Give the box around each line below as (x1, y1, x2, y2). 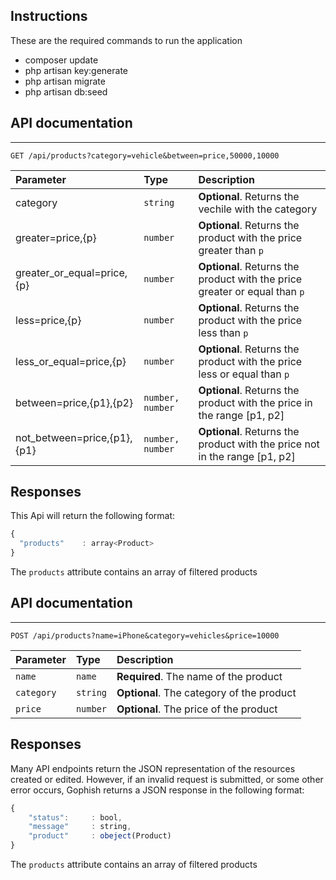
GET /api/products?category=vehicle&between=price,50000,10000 (10, 150, 280, 161)
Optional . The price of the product (116, 702, 278, 716)
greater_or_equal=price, (15, 265, 128, 279)
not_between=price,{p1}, (15, 430, 133, 444)
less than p (198, 325, 249, 339)
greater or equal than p (198, 284, 305, 298)
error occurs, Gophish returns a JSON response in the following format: (10, 784, 305, 796)
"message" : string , (28, 822, 132, 832)
